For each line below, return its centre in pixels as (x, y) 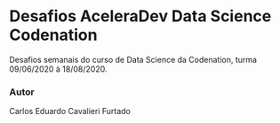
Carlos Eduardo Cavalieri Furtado (70, 111)
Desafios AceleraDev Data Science (140, 16)
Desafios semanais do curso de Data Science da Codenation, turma (133, 59)
